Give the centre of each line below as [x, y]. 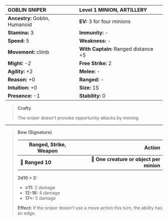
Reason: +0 [21, 79]
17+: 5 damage [40, 198]
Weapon [47, 151]
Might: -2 [19, 63]
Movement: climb [28, 52]
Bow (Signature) [35, 132]
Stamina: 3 [21, 33]
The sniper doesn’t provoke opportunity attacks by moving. [78, 118]
